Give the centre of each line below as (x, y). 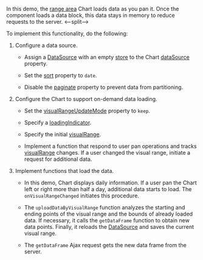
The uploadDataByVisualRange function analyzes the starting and (105, 207)
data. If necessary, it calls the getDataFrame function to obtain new (107, 220)
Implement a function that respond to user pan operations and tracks (110, 146)
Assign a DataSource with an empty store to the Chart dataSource (107, 57)
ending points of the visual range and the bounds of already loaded (108, 214)
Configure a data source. (46, 45)
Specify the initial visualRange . (63, 134)
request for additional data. (58, 159)
